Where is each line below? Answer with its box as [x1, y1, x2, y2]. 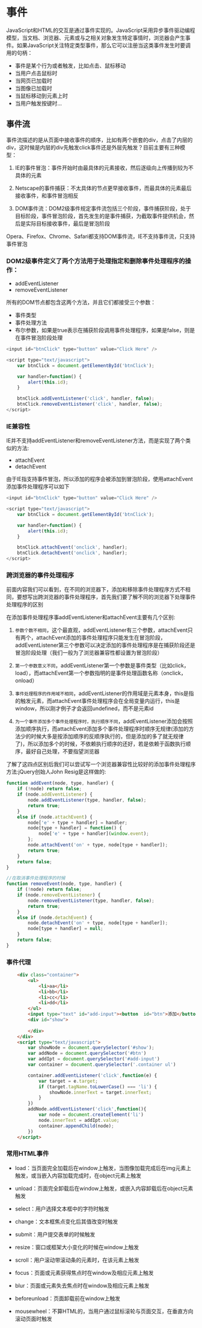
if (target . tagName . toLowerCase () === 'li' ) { [38, 1083, 158, 1090]
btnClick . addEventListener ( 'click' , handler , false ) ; [17, 395, 155, 401]
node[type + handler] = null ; [28, 926, 103, 932]
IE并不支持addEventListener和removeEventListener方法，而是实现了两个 [6, 437, 186, 444]
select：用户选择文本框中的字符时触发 [14, 1205, 109, 1212]
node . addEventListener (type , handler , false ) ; [28, 797, 147, 804]
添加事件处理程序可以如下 [6, 483, 70, 490]
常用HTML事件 [6, 1150, 49, 1158]
